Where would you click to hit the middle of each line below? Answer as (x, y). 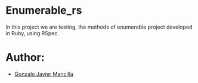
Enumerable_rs (44, 10)
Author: (25, 58)
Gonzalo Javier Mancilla (44, 74)
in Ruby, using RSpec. (33, 33)
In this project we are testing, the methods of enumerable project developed (99, 27)
